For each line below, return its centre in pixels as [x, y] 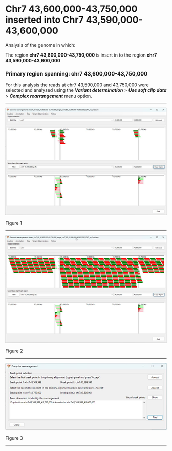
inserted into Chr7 [45, 20]
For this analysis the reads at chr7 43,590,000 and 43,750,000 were [77, 85]
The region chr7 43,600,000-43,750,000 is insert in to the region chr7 [81, 55]
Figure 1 [14, 223]
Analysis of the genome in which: [40, 45]
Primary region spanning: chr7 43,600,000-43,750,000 [77, 73]
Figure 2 [14, 351]
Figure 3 [14, 438]
